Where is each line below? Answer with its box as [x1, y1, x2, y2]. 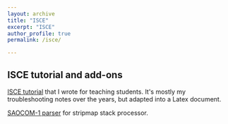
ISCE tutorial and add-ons [7, 68, 123, 81]
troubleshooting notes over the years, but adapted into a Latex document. [7, 94, 222, 103]
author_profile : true [7, 30, 71, 37]
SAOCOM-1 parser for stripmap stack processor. [7, 108, 148, 117]
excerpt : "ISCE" [7, 23, 55, 30]
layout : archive [7, 10, 55, 18]
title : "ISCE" [7, 17, 49, 24]
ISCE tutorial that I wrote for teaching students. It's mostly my [7, 87, 186, 96]
